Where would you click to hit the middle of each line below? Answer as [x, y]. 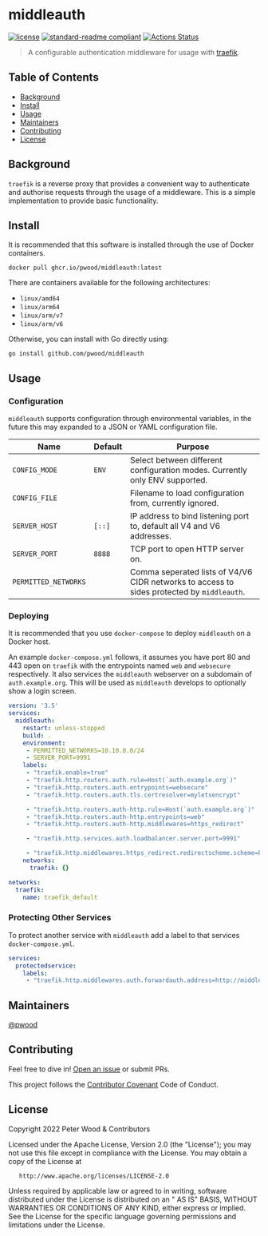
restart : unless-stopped [64, 728]
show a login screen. [43, 691]
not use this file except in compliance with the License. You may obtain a [128, 1153]
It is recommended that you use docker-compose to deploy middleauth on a [130, 634]
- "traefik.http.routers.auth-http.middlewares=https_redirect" [135, 825]
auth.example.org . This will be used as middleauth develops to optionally [127, 683]
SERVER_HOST [35, 526]
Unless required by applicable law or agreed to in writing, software [118, 1190]
